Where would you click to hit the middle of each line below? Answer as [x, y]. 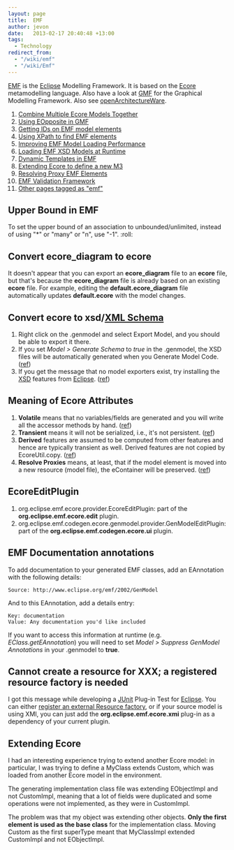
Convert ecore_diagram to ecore [80, 256]
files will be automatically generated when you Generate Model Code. [118, 356]
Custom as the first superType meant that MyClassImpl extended [101, 832]
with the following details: [45, 577]
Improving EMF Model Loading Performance [82, 143]
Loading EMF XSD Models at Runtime [72, 151]
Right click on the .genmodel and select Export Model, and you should [119, 334]
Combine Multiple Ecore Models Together [78, 114]
